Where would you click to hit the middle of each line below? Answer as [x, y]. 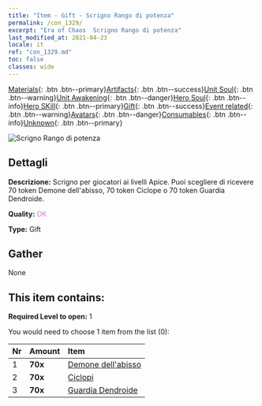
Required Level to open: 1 [50, 317]
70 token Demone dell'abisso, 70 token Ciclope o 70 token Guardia [116, 190]
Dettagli [28, 163]
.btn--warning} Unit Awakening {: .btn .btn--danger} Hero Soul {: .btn [117, 97]
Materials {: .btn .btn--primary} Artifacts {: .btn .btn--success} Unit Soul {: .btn [131, 89]
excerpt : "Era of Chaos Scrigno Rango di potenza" [95, 30]
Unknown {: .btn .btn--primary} [73, 122]
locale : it [26, 45]
